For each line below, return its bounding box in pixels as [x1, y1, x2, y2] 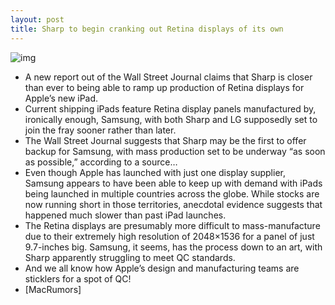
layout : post [10, 14, 65, 25]
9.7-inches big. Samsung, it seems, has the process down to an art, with [24, 241, 323, 253]
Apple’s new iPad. [24, 92, 99, 104]
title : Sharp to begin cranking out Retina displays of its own [10, 24, 284, 34]
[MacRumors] [24, 283, 82, 295]
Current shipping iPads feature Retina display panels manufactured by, [24, 102, 317, 115]
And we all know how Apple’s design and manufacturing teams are [24, 262, 300, 274]
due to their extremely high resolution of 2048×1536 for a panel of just [24, 230, 315, 242]
